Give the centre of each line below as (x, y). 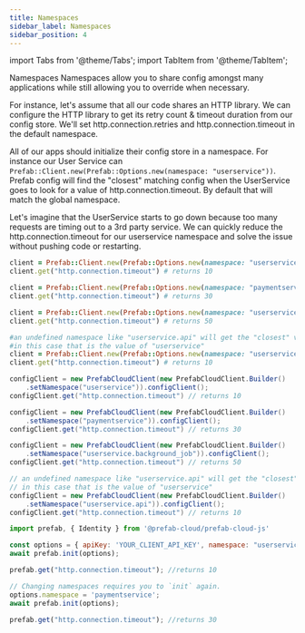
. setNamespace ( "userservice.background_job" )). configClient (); (148, 454)
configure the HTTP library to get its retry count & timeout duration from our (151, 115)
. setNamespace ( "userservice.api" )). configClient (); (125, 504)
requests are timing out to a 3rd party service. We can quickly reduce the (146, 227)
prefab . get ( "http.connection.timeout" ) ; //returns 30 (113, 619)
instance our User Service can (66, 161)
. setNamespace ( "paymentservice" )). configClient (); (123, 421)
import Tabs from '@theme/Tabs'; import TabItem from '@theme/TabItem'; (149, 61)
